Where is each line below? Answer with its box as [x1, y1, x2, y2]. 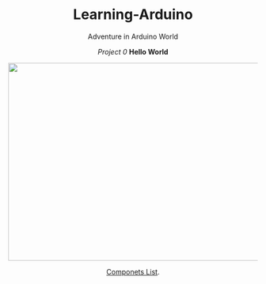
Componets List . [106, 267, 160, 276]
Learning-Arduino [73, 6, 193, 24]
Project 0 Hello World [97, 47, 169, 56]
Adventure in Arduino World [87, 32, 179, 41]
